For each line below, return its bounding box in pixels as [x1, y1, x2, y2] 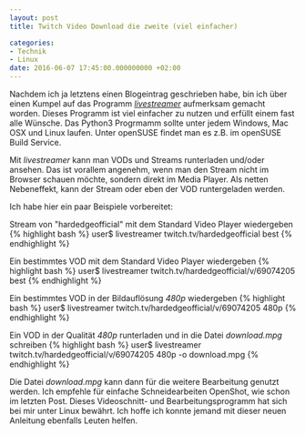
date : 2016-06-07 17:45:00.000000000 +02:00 [9, 64, 181, 73]
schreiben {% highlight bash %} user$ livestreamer [9, 339, 202, 350]
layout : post [9, 13, 59, 23]
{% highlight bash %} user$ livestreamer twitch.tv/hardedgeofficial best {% [9, 228, 293, 239]
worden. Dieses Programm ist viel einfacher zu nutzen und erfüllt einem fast [9, 108, 295, 118]
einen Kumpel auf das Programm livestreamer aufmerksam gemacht [9, 98, 266, 109]
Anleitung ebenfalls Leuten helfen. [9, 415, 138, 426]
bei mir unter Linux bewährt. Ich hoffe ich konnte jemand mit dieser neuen [9, 406, 287, 416]
